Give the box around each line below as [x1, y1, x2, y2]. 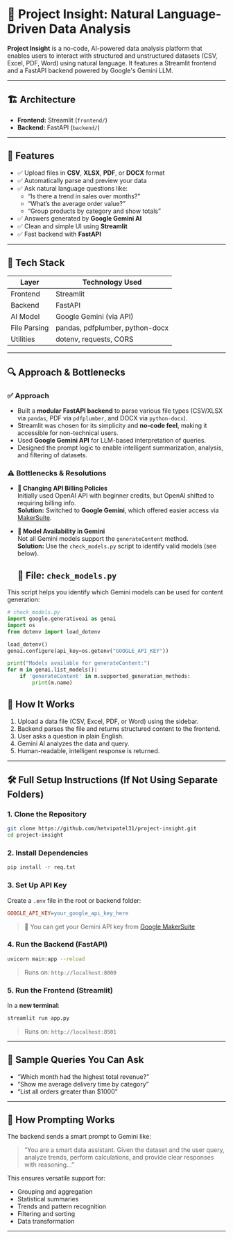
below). [17, 549, 40, 558]
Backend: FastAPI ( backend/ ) [17, 123, 101, 132]
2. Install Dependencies [7, 849, 89, 858]
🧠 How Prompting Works [7, 1114, 115, 1126]
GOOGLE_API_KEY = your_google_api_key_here [7, 910, 129, 917]
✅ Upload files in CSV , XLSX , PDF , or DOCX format [17, 168, 165, 177]
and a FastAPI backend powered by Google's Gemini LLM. [7, 66, 173, 74]
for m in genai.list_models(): [7, 666, 98, 674]
